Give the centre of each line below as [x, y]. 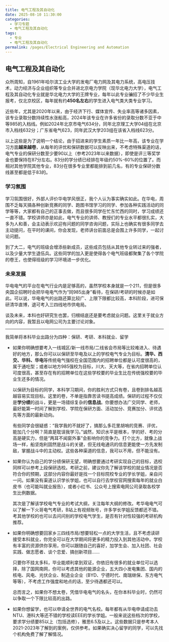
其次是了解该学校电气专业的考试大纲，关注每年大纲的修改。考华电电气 [85, 504]
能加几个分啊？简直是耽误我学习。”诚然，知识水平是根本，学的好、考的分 [87, 432]
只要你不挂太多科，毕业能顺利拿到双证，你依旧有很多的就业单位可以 [83, 563]
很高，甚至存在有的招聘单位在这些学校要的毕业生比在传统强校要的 [90, 373]
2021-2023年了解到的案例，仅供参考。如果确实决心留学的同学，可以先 [86, 628]
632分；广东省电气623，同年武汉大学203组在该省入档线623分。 [90, 130]
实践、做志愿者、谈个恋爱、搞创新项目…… [56, 552]
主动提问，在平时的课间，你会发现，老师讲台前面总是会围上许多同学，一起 [82, 230]
